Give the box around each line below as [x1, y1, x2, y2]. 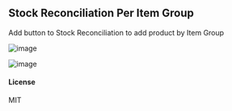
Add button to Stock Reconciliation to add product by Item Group [8, 27, 225, 37]
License [8, 77, 36, 87]
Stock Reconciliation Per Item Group [8, 6, 194, 20]
